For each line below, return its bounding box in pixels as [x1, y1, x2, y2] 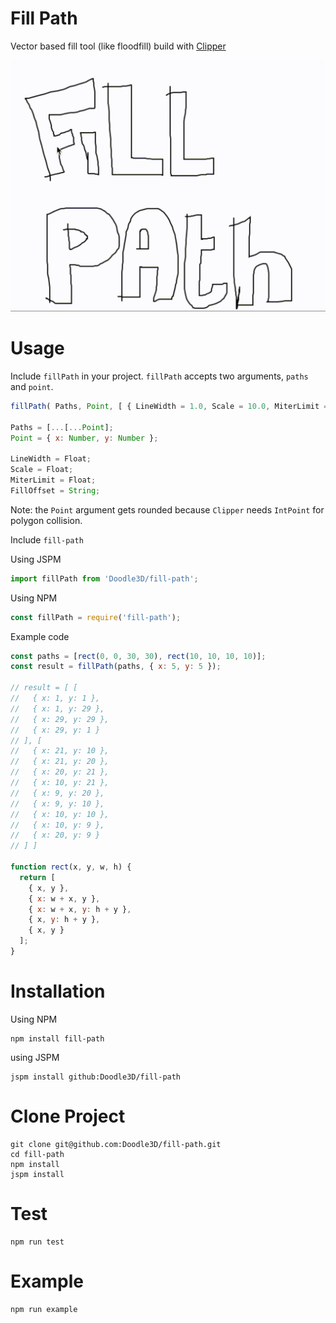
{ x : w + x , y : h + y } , [28, 904, 132, 914]
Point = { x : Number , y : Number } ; [10, 433, 159, 443]
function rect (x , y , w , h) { [10, 862, 132, 872]
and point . [10, 380, 54, 392]
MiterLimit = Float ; [10, 475, 97, 486]
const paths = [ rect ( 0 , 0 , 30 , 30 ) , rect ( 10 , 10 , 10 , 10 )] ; [10, 651, 267, 661]
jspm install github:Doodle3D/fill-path [10, 1072, 182, 1082]
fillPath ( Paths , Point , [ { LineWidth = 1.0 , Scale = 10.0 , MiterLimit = [10, 401, 329, 411]
